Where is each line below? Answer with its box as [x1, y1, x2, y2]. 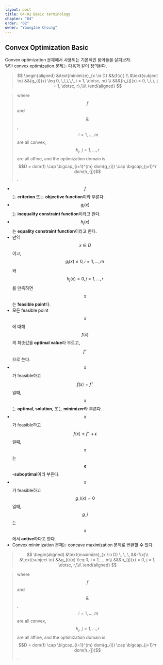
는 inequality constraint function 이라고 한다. [12, 211, 101, 217]
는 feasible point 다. [12, 301, 51, 307]
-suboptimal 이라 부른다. [12, 471, 60, 477]
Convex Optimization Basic [5, 43, 89, 52]
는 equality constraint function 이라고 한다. [12, 228, 97, 234]
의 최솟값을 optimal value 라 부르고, [12, 340, 81, 345]
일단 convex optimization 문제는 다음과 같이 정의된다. [5, 63, 108, 69]
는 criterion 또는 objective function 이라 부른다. [12, 193, 105, 200]
